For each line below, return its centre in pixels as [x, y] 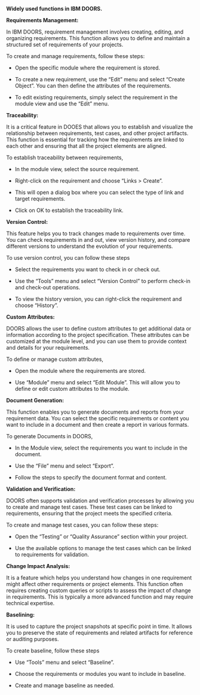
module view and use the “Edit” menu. [62, 104]
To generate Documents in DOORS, [50, 436]
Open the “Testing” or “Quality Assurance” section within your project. [101, 536]
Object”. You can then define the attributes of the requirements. [93, 86]
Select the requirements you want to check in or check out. [87, 269]
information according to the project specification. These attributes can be [98, 335]
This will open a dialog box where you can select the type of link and [99, 192]
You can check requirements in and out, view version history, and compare [98, 240]
